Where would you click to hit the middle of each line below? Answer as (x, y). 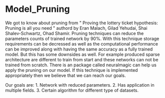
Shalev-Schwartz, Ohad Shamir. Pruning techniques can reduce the (75, 33)
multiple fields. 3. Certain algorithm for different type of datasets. (72, 90)
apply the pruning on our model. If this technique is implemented (72, 70)
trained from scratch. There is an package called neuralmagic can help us (81, 65)
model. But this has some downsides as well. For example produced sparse (82, 54)
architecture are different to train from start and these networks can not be (82, 59)
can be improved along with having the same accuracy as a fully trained (79, 49)
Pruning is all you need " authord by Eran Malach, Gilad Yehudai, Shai (76, 28)
